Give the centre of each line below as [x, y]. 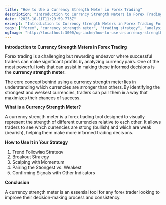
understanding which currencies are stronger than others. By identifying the [83, 87]
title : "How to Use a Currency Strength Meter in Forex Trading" [74, 10]
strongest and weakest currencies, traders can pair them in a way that [77, 92]
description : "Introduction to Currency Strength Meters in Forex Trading [84, 14]
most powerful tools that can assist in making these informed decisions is [80, 67]
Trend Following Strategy [38, 152]
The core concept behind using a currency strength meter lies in [71, 82]
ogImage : [14, 33]
